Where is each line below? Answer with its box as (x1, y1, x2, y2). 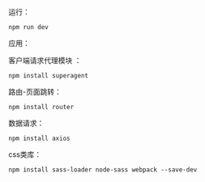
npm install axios (8, 134, 70, 142)
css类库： (8, 150, 42, 159)
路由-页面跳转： (8, 87, 62, 96)
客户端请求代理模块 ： (8, 56, 82, 65)
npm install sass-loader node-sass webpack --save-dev (8, 166, 198, 174)
